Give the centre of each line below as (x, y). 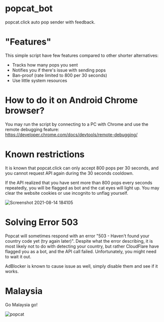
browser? (25, 111)
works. (12, 271)
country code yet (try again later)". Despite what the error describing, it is (79, 241)
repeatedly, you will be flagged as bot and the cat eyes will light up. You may (82, 188)
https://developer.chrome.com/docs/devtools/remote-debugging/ (71, 135)
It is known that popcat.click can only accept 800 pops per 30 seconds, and (82, 168)
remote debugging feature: (32, 129)
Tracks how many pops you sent (45, 65)
